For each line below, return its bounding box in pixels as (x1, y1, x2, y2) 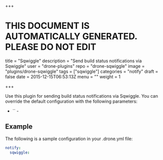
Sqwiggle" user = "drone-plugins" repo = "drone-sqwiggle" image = (5, 63, 145, 69)
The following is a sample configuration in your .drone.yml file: (5, 136, 133, 142)
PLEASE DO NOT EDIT (5, 41, 96, 53)
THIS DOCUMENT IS (5, 20, 90, 31)
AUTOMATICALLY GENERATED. (5, 31, 138, 42)
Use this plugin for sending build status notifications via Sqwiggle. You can (5, 93, 158, 99)
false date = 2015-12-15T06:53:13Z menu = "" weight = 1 (5, 73, 121, 80)
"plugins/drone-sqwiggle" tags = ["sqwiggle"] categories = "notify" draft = (5, 68, 159, 74)
